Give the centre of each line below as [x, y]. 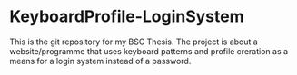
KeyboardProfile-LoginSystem [127, 17]
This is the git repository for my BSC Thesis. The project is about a [134, 42]
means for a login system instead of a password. [100, 61]
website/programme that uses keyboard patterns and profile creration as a [149, 51]
